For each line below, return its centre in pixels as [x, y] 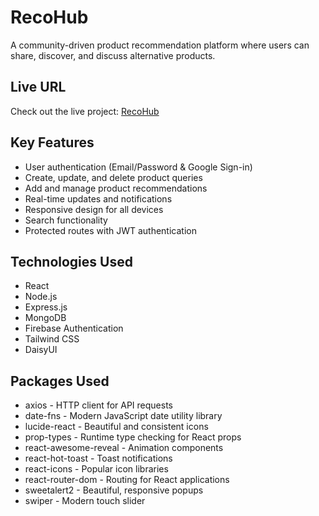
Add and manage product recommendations [116, 188]
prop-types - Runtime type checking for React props [133, 437]
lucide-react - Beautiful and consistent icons [116, 427]
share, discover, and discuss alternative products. [113, 55]
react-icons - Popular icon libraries [96, 469]
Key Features [52, 142]
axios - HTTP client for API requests [98, 405]
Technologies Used [71, 261]
